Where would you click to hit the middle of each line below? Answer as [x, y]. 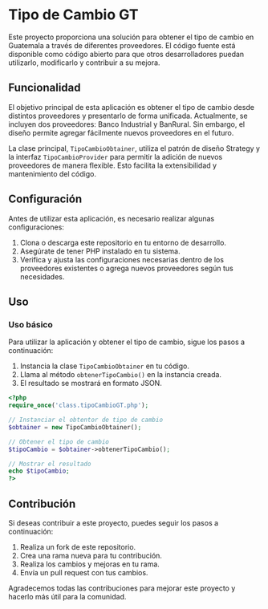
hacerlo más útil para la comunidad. [67, 596]
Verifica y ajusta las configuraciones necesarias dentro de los [122, 259]
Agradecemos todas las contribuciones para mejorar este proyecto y [122, 588]
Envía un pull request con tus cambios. [84, 572]
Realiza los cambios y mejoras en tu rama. [90, 564]
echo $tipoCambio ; [39, 471]
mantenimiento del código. [52, 173]
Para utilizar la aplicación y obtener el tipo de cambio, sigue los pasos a [127, 342]
